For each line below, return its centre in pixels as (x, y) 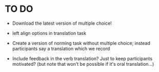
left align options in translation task (49, 33)
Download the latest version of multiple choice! (62, 23)
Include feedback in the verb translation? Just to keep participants (82, 58)
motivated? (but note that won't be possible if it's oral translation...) (83, 64)
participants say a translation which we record (61, 48)
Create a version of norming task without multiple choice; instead (81, 43)
